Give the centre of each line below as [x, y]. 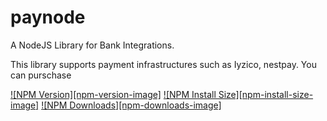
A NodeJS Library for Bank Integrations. [92, 45]
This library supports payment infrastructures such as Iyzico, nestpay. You [163, 64]
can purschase [41, 75]
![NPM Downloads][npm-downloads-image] [131, 105]
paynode [48, 17]
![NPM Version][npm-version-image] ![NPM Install [113, 94]
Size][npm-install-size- [266, 94]
